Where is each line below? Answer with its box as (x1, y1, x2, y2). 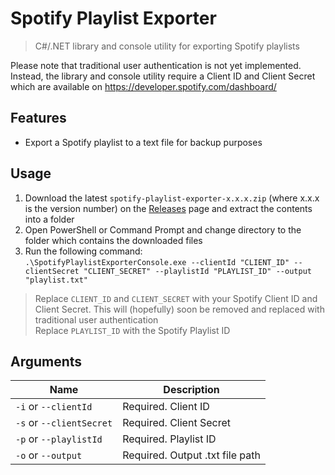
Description (163, 383, 220, 397)
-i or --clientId (15, 400, 93, 414)
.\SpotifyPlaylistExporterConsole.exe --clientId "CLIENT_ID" (24, 257, 290, 267)
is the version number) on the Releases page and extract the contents (24, 202, 313, 214)
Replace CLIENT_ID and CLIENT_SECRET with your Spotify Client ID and (34, 292, 318, 304)
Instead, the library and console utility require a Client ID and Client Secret (10, 70, 316, 82)
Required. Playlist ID (122, 432, 217, 446)
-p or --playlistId (15, 432, 103, 446)
